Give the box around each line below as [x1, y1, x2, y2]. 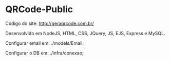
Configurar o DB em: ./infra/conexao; [5, 50, 84, 56]
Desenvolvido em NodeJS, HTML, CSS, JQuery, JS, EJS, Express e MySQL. [5, 30, 165, 36]
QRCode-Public [5, 4, 73, 15]
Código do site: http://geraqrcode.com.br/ [5, 20, 94, 26]
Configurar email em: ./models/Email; [5, 40, 84, 46]
